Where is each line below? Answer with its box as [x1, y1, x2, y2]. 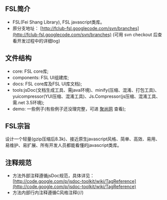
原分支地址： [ [12, 25, 42, 31]
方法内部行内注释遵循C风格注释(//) [12, 189, 84, 195]
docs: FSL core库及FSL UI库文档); [12, 81, 82, 87]
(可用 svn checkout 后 [112, 32, 158, 38]
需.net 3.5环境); [12, 99, 44, 105]
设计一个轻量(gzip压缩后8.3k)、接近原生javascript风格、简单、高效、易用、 [5, 136, 160, 142]
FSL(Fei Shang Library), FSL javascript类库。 [12, 19, 105, 25]
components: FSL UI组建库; [12, 74, 69, 80]
